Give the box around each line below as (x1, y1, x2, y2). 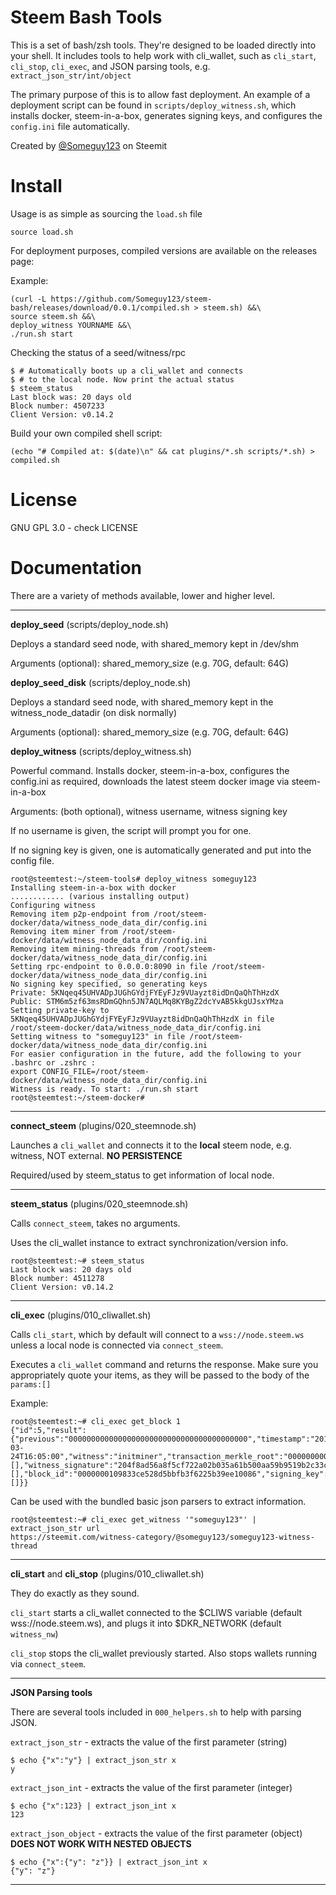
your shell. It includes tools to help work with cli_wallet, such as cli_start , (10, 49, 317, 61)
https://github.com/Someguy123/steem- (50, 294, 213, 304)
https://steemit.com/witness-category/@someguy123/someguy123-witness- (10, 1532, 315, 1542)
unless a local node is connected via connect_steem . (10, 1339, 224, 1351)
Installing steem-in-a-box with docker (10, 882, 177, 893)
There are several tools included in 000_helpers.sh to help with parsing (10, 1706, 302, 1718)
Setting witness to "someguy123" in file (10, 1031, 186, 1041)
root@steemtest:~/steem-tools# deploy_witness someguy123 (10, 874, 257, 884)
